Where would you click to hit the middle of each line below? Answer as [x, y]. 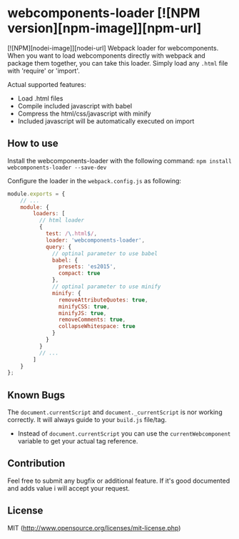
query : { [59, 247]
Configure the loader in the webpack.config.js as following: [95, 180]
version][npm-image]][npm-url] [105, 28]
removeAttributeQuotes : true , [103, 300]
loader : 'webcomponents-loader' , [95, 240]
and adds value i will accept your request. [69, 488]
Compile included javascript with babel [75, 106]
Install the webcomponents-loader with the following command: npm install [119, 160]
